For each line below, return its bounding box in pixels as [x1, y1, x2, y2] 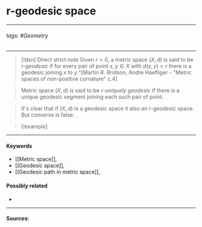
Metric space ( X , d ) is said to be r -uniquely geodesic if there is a [20, 87, 180, 94]
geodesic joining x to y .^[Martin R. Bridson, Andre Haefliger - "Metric [20, 69, 192, 76]
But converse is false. [20, 111, 75, 118]
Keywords [6, 142, 32, 150]
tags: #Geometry [6, 32, 49, 39]
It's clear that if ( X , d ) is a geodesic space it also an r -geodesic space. [20, 105, 194, 112]
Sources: [6, 215, 29, 222]
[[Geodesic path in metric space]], [14, 168, 100, 175]
